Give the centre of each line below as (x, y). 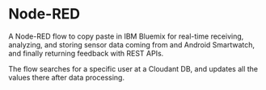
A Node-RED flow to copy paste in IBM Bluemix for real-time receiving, (126, 36)
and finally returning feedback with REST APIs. (86, 53)
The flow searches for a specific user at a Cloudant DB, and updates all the (133, 68)
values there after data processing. (67, 77)
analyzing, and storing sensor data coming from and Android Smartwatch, (132, 44)
